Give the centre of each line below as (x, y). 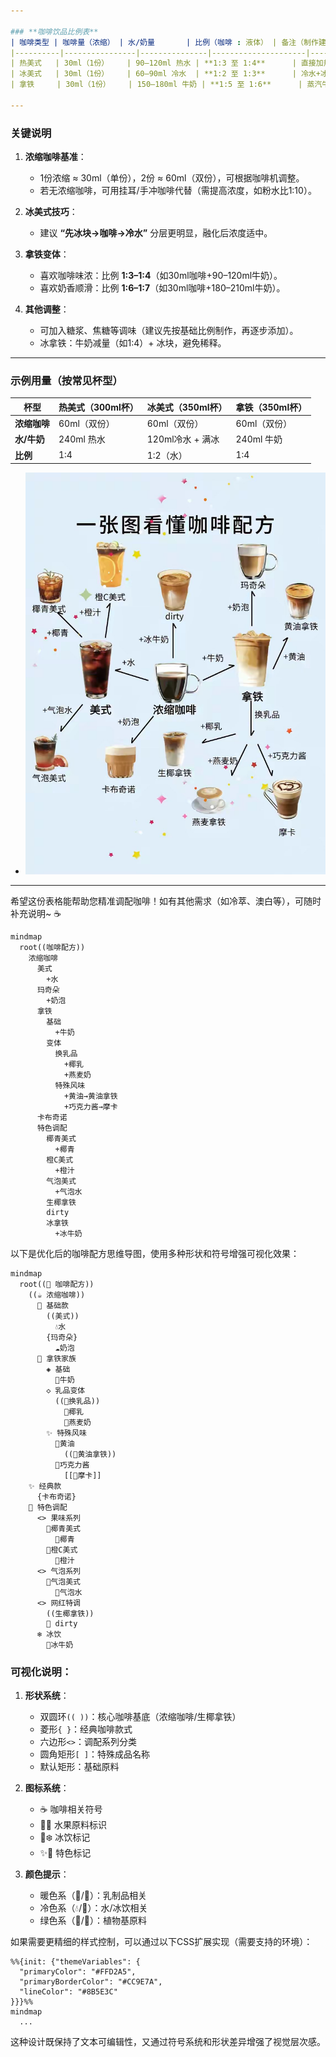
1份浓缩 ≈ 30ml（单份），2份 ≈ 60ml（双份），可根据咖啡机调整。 (172, 178)
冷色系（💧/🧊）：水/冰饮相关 (93, 1908)
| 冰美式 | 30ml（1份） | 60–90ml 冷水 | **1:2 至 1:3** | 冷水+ (165, 74)
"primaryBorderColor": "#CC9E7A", (91, 1982)
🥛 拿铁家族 (56, 1358)
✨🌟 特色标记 (65, 1853)
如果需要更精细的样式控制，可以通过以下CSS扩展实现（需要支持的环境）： (161, 1942)
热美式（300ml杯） (98, 407)
